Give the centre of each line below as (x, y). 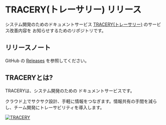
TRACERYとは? (29, 78)
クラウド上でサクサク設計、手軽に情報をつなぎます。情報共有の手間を (77, 101)
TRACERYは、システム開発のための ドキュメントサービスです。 (70, 91)
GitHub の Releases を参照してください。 (47, 61)
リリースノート (28, 48)
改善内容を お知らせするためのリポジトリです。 (58, 30)
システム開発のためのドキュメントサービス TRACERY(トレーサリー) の (77, 24)
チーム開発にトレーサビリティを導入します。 (59, 107)
